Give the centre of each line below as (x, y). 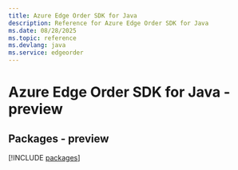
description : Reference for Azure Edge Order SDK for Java (109, 23)
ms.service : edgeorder (46, 53)
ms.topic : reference (43, 38)
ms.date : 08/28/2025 (43, 30)
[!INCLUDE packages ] (44, 158)
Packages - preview (59, 138)
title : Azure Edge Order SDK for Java (73, 16)
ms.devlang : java (37, 45)
